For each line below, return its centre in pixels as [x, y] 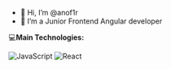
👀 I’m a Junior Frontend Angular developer [91, 21]
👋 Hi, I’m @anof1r [49, 13]
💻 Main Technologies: [46, 37]
